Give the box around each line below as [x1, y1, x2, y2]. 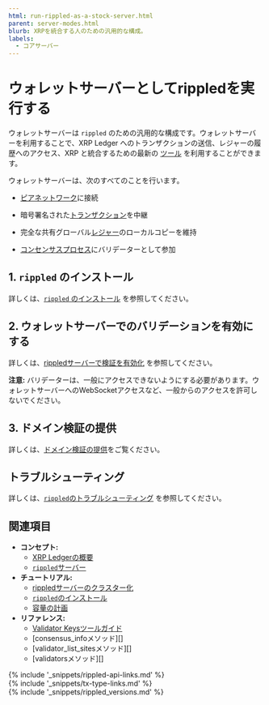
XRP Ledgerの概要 [32, 553, 94, 562]
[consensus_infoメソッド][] [32, 634, 124, 643]
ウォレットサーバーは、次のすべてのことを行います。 [8, 176, 184, 186]
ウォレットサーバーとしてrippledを [8, 79, 241, 98]
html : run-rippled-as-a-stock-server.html [8, 11, 153, 20]
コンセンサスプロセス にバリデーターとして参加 [19, 245, 176, 254]
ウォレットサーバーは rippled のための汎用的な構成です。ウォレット [8, 128, 236, 138]
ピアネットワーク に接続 [19, 193, 99, 203]
